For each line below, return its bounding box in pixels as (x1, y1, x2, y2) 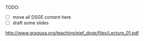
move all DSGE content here (12, 14, 72, 20)
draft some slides (12, 20, 49, 26)
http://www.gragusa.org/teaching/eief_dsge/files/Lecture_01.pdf (5, 30, 139, 36)
